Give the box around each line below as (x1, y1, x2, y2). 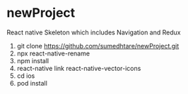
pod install (16, 79, 47, 87)
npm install (16, 56, 49, 65)
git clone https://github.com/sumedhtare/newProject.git (16, 41, 180, 50)
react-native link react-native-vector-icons (16, 64, 141, 72)
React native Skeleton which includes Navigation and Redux (6, 28, 181, 36)
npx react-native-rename (16, 49, 90, 58)
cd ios (16, 72, 35, 80)
